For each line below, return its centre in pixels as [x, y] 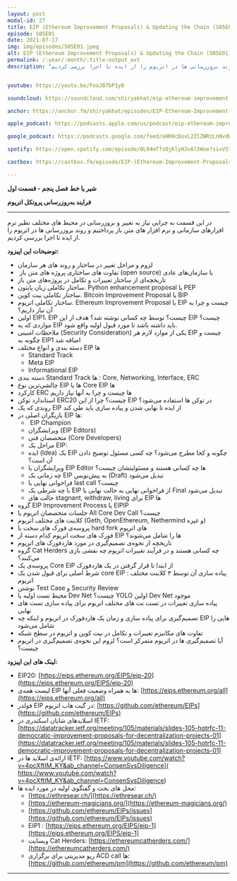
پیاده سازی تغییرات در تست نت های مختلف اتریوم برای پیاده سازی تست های [117, 602]
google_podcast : [31, 136]
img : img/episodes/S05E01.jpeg [53, 47]
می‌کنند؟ [29, 558]
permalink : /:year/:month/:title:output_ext [74, 60]
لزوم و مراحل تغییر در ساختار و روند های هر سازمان [85, 264]
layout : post [26, 14]
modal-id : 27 [26, 21]
